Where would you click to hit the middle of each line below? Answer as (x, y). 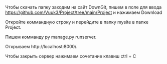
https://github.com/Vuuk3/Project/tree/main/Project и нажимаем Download (84, 12)
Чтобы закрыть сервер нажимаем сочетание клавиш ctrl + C (71, 56)
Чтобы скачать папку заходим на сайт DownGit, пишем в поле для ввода (83, 7)
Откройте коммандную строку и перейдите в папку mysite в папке (77, 22)
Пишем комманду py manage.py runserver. (51, 37)
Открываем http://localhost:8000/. (41, 46)
